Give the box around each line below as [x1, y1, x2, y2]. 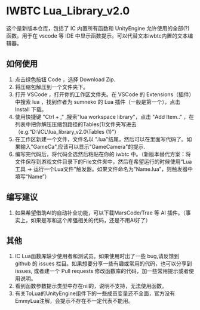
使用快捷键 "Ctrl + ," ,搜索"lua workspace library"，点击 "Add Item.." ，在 [14, 113, 195, 120]
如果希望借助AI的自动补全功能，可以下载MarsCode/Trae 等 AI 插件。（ [14, 209, 186, 216]
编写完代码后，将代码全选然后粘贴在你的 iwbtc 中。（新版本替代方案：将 [14, 151, 191, 158]
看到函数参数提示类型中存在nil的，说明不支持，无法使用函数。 [14, 283, 167, 290]
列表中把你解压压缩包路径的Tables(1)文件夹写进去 [14, 121, 137, 128]
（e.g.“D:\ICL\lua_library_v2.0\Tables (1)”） [14, 128, 120, 135]
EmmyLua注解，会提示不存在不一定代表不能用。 [14, 297, 134, 305]
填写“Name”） [14, 173, 50, 180]
